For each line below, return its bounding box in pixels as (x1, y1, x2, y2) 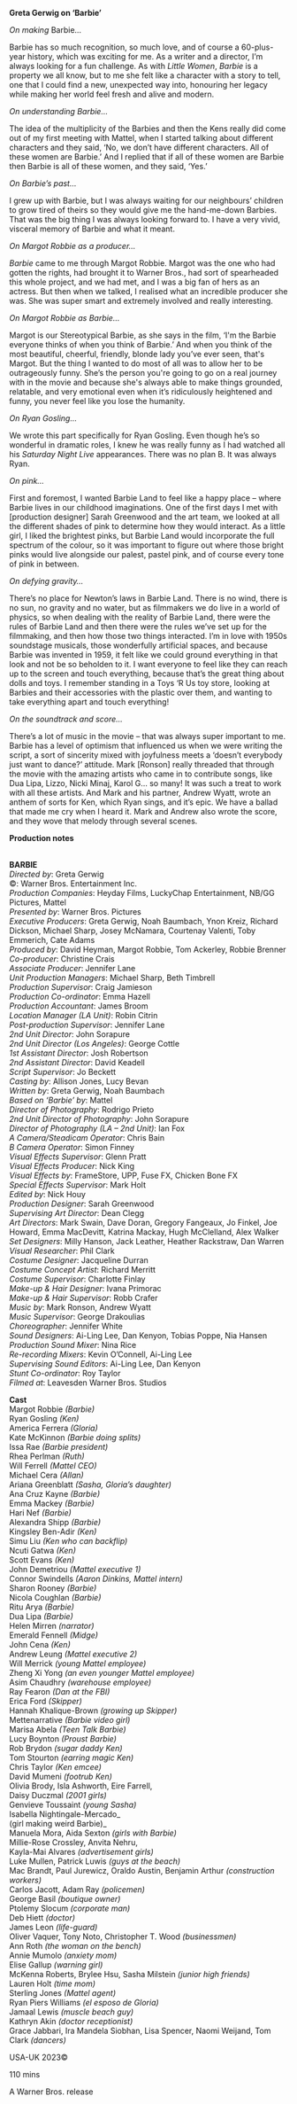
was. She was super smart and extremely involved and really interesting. (9, 296, 274, 306)
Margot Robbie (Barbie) (9, 1404, 95, 1414)
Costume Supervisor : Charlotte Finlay (9, 1274, 146, 1284)
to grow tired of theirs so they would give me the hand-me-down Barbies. (9, 205, 277, 215)
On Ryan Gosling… (9, 413, 78, 424)
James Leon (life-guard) (9, 1922, 98, 1932)
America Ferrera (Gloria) (9, 1422, 99, 1433)
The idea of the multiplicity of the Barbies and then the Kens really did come (9, 123, 286, 134)
